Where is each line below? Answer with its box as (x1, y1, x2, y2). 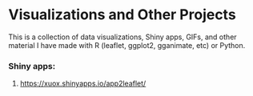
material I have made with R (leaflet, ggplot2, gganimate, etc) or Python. (8, 40, 246, 50)
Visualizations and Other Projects (8, 6, 236, 24)
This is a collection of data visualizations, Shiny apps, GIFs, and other (8, 32, 238, 42)
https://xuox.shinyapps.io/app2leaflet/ (19, 78, 147, 89)
